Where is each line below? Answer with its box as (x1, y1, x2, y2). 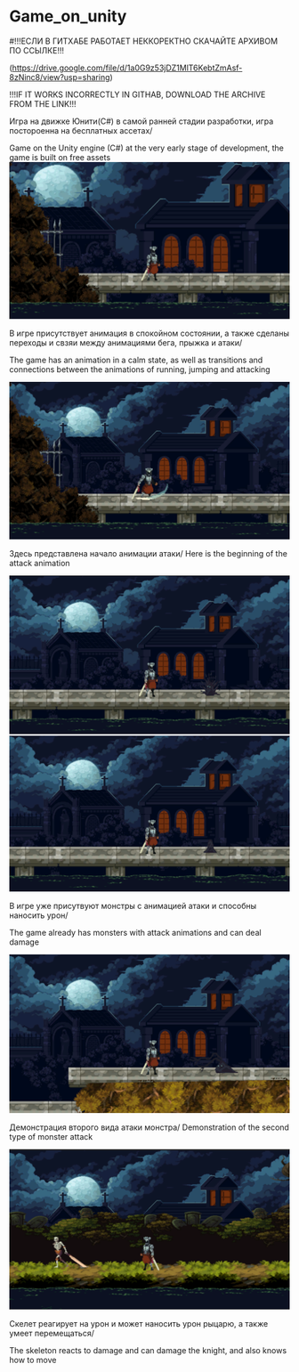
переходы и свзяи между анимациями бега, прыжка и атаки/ (9, 337, 243, 348)
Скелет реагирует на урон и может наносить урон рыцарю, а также (9, 1319, 269, 1329)
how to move (9, 1355, 57, 1366)
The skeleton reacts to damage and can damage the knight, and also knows (9, 1345, 287, 1356)
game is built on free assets (9, 151, 111, 162)
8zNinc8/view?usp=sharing (9, 71, 110, 82)
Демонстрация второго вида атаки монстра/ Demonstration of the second (9, 1122, 289, 1133)
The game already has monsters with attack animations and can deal (9, 928, 262, 938)
